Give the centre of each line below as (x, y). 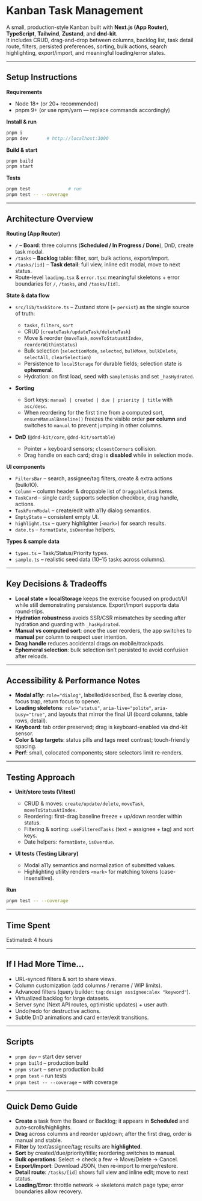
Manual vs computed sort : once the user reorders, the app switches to (103, 630)
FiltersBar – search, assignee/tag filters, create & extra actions (93, 478)
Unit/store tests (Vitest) (45, 792)
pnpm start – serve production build (59, 1069)
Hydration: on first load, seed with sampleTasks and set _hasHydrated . (109, 376)
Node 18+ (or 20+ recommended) (57, 104)
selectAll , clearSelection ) (57, 357)
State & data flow (28, 295)
